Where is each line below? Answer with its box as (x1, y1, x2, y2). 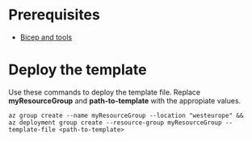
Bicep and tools (19, 32, 73, 42)
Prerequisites (8, 6, 101, 24)
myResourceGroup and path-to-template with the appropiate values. (8, 95, 241, 106)
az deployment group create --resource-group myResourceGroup (8, 119, 222, 127)
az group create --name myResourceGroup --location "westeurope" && (8, 111, 244, 119)
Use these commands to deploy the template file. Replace (8, 87, 201, 97)
